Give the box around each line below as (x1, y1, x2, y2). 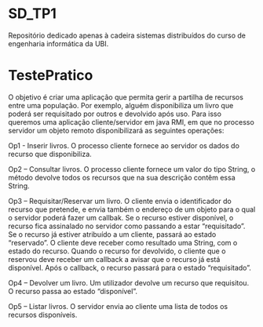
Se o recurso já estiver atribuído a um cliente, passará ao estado (8, 229, 217, 239)
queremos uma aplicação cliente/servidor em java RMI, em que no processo (8, 117, 255, 126)
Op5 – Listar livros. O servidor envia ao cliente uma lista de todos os (8, 301, 228, 311)
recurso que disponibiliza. (8, 149, 92, 158)
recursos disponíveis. (8, 310, 78, 319)
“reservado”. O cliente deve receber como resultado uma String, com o (8, 238, 238, 247)
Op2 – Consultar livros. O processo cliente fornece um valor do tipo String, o (8, 164, 256, 173)
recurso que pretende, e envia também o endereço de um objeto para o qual (8, 205, 256, 214)
